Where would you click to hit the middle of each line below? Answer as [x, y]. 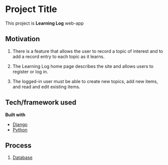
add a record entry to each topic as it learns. [58, 56]
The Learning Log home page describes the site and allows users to [83, 66]
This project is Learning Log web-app [45, 23]
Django [20, 124]
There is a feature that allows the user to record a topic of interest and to [88, 51]
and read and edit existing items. [46, 87]
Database [22, 157]
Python [20, 130]
